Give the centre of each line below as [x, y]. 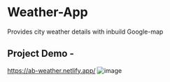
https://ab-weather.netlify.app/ [51, 70]
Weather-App [48, 12]
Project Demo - [41, 54]
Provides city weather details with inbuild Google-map [85, 32]
